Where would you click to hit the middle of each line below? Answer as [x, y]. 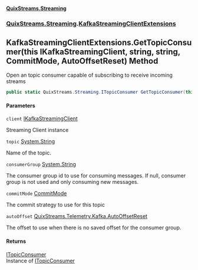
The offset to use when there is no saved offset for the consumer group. [94, 228]
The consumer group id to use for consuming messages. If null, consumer [96, 176]
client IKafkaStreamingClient [42, 118]
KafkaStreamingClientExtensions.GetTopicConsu [99, 42]
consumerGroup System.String [41, 164]
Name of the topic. [29, 153]
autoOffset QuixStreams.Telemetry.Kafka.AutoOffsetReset [77, 216]
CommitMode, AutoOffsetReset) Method [82, 61]
